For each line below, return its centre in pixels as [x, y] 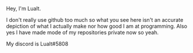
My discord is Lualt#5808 [37, 44]
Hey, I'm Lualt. [24, 9]
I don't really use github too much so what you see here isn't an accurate [95, 20]
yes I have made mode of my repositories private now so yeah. [83, 32]
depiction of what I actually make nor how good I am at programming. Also [97, 26]
